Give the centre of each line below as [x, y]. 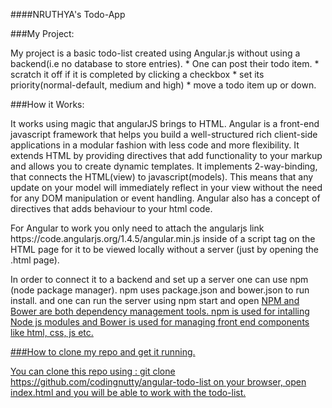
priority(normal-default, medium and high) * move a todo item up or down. [163, 85]
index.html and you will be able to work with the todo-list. [128, 392]
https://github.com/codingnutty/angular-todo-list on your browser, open [158, 382]
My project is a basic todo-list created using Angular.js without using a [155, 53]
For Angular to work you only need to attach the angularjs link [137, 228]
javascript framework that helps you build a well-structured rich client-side [164, 134]
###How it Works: [47, 104]
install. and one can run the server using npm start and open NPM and [155, 300]
